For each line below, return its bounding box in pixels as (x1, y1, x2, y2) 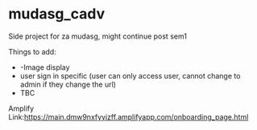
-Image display (19, 62, 70, 72)
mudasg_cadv (8, 5, 106, 23)
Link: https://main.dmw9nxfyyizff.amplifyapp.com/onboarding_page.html (8, 112, 249, 121)
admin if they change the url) (19, 79, 117, 89)
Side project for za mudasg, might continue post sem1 (8, 31, 188, 41)
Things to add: (8, 47, 56, 56)
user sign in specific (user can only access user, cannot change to (19, 71, 241, 80)
